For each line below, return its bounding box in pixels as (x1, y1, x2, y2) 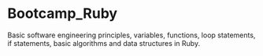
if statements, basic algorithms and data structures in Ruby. (7, 38, 201, 47)
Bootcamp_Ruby (7, 5, 118, 23)
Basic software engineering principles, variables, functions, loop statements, (7, 30, 256, 40)
